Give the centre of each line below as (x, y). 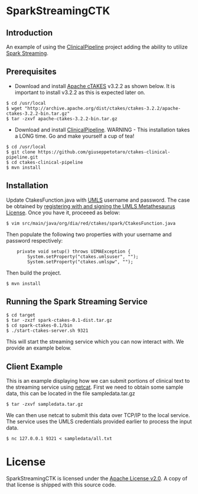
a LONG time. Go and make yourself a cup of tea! (74, 136)
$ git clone (21, 152)
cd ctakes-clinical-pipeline (47, 162)
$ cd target (21, 315)
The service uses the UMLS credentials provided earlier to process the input (99, 422)
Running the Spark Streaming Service (77, 302)
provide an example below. (39, 348)
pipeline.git (22, 157)
